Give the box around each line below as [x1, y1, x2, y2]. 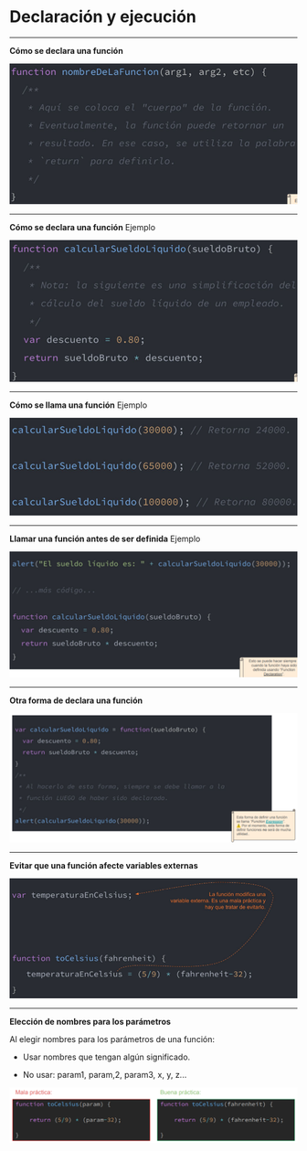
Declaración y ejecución [9, 6, 196, 27]
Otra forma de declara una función [9, 695, 143, 706]
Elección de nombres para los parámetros [9, 1016, 172, 1027]
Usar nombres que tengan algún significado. [22, 1051, 191, 1062]
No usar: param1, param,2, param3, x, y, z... [22, 1069, 187, 1080]
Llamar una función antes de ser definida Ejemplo [9, 533, 201, 544]
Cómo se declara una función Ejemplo [9, 221, 156, 232]
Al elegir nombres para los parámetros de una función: [9, 1033, 215, 1044]
